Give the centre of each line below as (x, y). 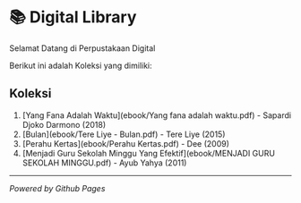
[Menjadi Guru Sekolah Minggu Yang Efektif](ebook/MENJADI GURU (149, 153)
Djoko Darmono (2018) (64, 124)
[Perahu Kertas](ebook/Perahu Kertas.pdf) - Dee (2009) (126, 143)
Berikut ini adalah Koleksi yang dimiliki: (81, 65)
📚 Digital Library (73, 17)
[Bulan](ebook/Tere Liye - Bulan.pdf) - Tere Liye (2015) (124, 134)
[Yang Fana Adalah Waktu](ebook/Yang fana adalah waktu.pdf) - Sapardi (157, 115)
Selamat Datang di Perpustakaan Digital (82, 48)
